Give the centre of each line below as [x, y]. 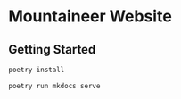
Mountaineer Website [90, 16]
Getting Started [52, 49]
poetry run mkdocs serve [54, 86]
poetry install [37, 70]
